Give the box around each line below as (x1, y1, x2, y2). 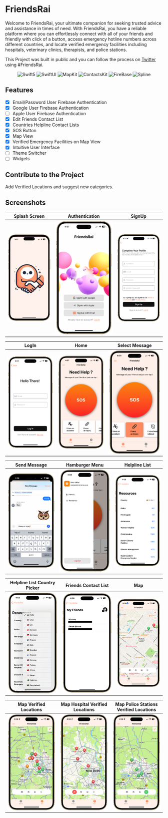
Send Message (15, 462, 47, 468)
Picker (25, 585, 40, 591)
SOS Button (12, 128, 36, 134)
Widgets (12, 156, 30, 162)
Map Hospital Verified (60, 701, 107, 707)
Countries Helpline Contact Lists (12, 122, 79, 128)
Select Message (117, 342, 152, 348)
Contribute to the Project (5, 170, 84, 179)
